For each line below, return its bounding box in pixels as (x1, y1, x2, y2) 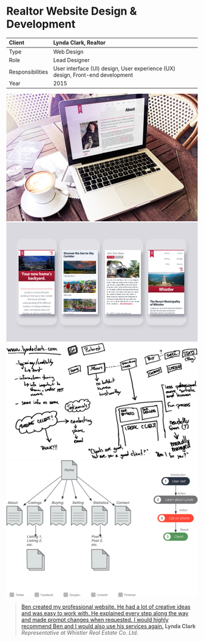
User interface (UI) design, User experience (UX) (53, 65, 176, 72)
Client (8, 39, 25, 46)
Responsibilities (8, 68, 49, 76)
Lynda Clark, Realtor (53, 39, 106, 46)
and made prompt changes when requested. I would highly (21, 616, 169, 624)
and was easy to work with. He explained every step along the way (21, 610, 189, 617)
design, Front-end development (53, 71, 134, 79)
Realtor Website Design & (6, 4, 137, 18)
